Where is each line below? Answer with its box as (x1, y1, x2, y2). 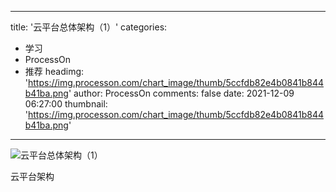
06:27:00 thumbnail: (24, 98, 108, 110)
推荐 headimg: (24, 66, 85, 77)
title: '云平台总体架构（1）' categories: (10, 21, 168, 33)
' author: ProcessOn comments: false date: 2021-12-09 (68, 87, 295, 99)
